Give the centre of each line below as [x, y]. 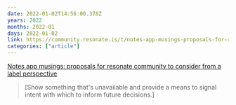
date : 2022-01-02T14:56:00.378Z [54, 14]
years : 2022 [25, 20]
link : [15, 40]
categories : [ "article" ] [44, 46]
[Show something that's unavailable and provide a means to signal [120, 87]
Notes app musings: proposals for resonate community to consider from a [114, 66]
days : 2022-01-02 [33, 33]
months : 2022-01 [31, 27]
